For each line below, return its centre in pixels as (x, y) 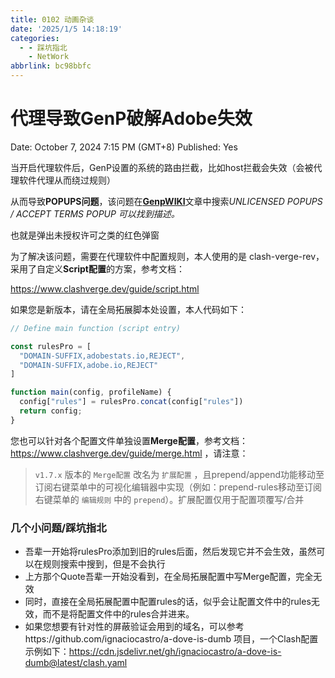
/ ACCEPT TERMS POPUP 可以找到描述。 (95, 213)
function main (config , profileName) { (91, 392)
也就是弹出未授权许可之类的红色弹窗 (85, 235)
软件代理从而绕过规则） (67, 180)
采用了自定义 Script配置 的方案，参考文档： (97, 268)
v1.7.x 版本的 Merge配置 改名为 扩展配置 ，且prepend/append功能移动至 (179, 474)
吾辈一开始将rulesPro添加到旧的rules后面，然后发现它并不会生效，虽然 (170, 552)
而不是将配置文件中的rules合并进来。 (118, 614)
